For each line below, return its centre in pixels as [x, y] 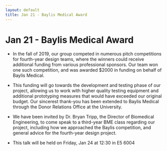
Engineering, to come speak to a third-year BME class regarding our [84, 122]
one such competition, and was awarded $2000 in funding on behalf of [87, 70]
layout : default [22, 10]
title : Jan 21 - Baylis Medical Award [46, 15]
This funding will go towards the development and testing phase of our [87, 85]
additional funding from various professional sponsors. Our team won [85, 65]
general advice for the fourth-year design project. [64, 133]
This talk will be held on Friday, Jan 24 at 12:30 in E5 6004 [74, 143]
